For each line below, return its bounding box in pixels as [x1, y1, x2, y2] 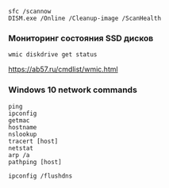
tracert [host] [8, 137, 59, 145]
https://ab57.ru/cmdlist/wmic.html [8, 64, 118, 75]
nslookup [8, 130, 37, 138]
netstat [8, 144, 34, 152]
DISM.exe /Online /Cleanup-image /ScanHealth [8, 14, 161, 22]
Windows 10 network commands [8, 84, 137, 95]
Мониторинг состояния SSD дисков [8, 33, 154, 44]
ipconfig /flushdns [8, 171, 73, 180]
